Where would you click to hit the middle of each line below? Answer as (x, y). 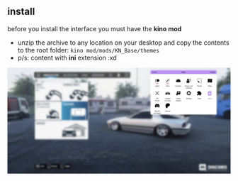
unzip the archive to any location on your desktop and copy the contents (123, 43)
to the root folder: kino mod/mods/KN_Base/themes (88, 50)
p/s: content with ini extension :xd (67, 57)
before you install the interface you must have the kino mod (95, 28)
